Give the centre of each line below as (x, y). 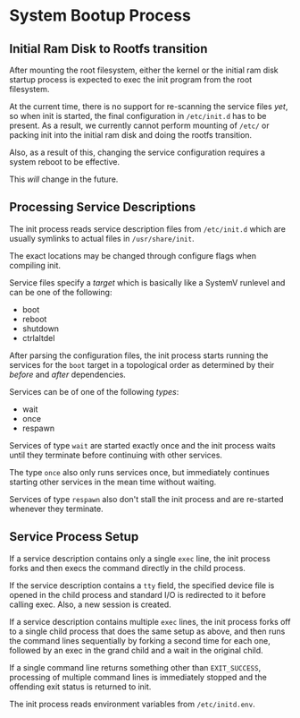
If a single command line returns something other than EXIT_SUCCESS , (135, 667)
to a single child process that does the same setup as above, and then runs (147, 631)
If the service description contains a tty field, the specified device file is (142, 585)
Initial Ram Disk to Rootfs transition (108, 49)
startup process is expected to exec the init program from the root (131, 80)
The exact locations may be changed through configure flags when (133, 255)
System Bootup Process (100, 16)
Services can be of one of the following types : (94, 391)
